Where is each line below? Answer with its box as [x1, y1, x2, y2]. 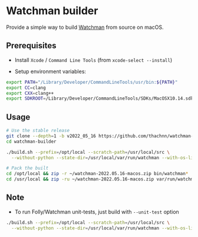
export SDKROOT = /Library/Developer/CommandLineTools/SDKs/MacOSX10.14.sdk [6, 96, 194, 101]
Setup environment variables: [14, 68, 87, 75]
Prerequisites [6, 41, 57, 51]
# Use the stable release [6, 128, 70, 134]
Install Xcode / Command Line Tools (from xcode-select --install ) [14, 56, 173, 63]
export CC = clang [6, 84, 46, 91]
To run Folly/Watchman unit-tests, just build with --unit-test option [14, 208, 180, 215]
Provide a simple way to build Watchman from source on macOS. [6, 24, 164, 31]
